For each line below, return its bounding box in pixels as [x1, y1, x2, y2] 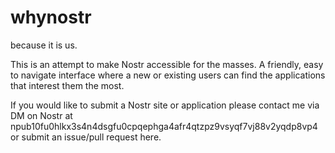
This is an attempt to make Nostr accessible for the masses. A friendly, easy [10, 58, 324, 70]
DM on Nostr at [10, 109, 73, 121]
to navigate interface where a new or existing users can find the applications [10, 69, 326, 81]
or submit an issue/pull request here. [10, 131, 162, 143]
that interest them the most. [10, 79, 125, 91]
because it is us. [10, 39, 78, 51]
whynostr [10, 6, 92, 29]
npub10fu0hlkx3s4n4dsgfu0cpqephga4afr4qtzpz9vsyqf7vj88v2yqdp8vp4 [10, 120, 318, 132]
